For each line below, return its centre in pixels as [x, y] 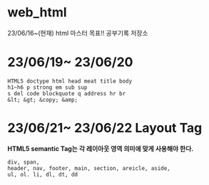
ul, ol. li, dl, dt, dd [43, 174]
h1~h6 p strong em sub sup [47, 87]
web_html [37, 12]
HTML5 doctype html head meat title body [70, 81]
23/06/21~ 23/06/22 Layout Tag [105, 128]
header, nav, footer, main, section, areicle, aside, [89, 168]
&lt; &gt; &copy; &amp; [43, 100]
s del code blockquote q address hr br [67, 93]
